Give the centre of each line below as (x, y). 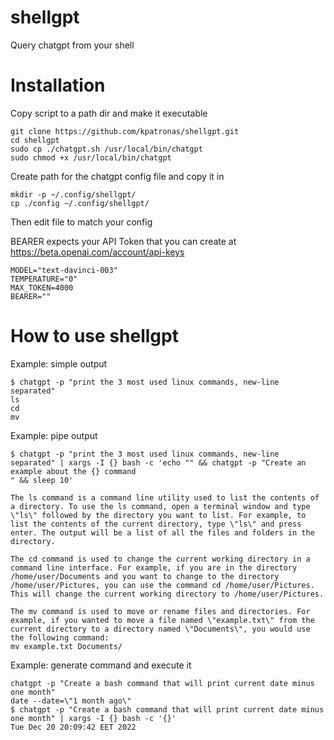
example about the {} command (73, 471)
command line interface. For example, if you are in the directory (154, 567)
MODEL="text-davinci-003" (64, 270)
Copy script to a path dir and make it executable (109, 113)
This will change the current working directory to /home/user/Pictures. (167, 594)
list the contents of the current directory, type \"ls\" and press (156, 524)
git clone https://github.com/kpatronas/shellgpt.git (125, 131)
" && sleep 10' (42, 480)
